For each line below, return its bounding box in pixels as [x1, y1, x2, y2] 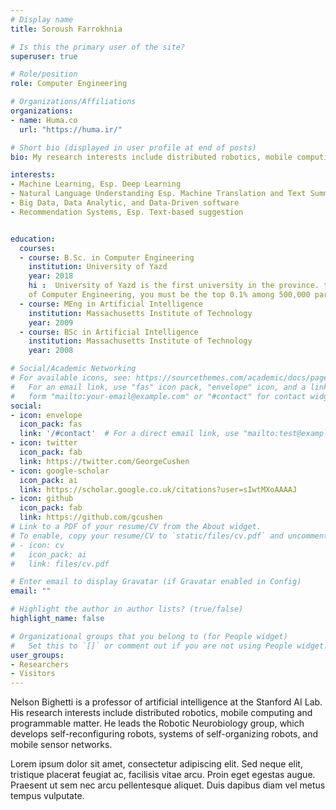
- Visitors [10, 669, 56, 679]
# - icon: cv [10, 540, 65, 550]
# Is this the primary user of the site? [10, 42, 186, 52]
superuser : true [10, 51, 78, 61]
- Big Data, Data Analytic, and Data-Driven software [10, 198, 240, 208]
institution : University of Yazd [28, 262, 168, 272]
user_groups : [10, 650, 65, 660]
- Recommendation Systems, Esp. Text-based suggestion [10, 207, 244, 217]
